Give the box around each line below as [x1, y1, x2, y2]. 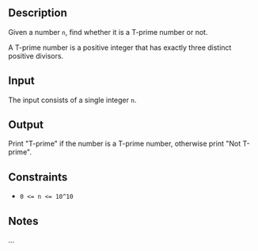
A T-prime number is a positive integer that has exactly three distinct [8, 43, 232, 52]
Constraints [8, 170, 68, 184]
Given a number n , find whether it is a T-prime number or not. [8, 27, 208, 36]
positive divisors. [8, 51, 64, 60]
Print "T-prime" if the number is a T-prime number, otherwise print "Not [8, 139, 241, 149]
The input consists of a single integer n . [8, 95, 137, 105]
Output [8, 118, 44, 131]
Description [8, 6, 67, 20]
